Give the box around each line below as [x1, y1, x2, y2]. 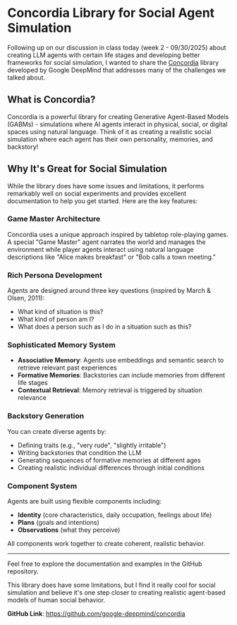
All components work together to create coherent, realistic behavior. [7, 540, 206, 548]
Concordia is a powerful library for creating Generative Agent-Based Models [7, 112, 229, 121]
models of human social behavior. [7, 596, 106, 605]
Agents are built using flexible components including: [7, 497, 162, 506]
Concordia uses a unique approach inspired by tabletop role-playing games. [7, 230, 229, 238]
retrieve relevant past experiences [17, 363, 118, 372]
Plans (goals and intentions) [17, 518, 100, 527]
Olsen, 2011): [7, 294, 44, 303]
